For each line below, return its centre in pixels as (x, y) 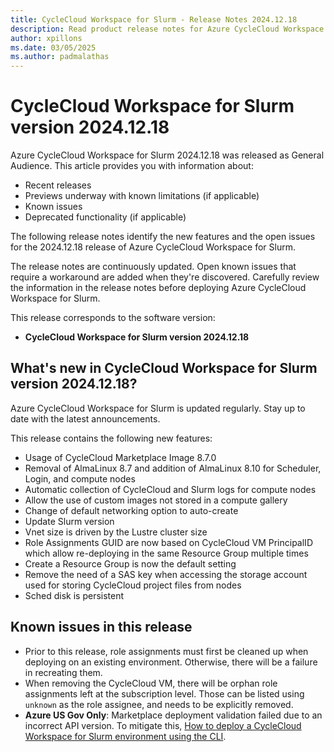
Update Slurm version (69, 521)
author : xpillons (46, 38)
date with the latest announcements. (85, 418)
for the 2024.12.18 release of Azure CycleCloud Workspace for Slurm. (153, 247)
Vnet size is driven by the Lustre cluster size (116, 532)
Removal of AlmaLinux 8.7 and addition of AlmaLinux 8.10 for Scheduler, (173, 468)
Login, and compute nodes (80, 478)
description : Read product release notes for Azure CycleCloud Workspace (167, 29)
